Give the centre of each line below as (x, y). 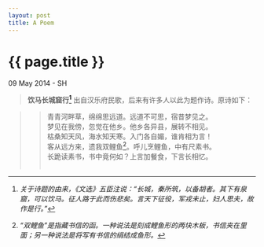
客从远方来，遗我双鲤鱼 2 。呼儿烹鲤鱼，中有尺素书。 (131, 146)
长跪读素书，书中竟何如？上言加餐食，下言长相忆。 (130, 156)
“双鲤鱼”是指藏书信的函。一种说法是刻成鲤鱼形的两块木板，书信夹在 (130, 225)
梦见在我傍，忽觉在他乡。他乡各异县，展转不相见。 (130, 127)
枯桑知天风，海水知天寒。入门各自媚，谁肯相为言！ (130, 136)
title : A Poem (31, 23)
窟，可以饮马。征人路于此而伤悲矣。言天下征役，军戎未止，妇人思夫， (133, 198)
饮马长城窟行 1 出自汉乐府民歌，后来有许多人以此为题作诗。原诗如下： (140, 99)
